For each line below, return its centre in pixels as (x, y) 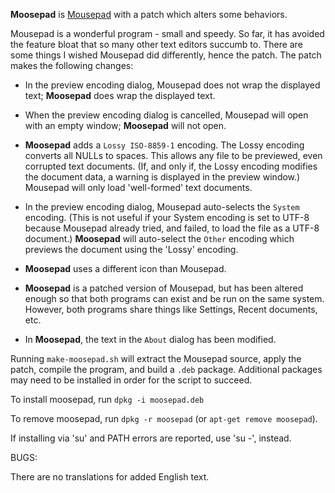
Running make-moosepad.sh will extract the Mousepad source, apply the (156, 358)
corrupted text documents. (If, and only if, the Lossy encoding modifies (171, 166)
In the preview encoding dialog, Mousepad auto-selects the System (162, 207)
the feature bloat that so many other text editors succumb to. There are (156, 44)
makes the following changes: (72, 65)
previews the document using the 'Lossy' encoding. (131, 249)
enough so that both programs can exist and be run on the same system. (174, 298)
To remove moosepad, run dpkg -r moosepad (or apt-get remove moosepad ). (164, 418)
